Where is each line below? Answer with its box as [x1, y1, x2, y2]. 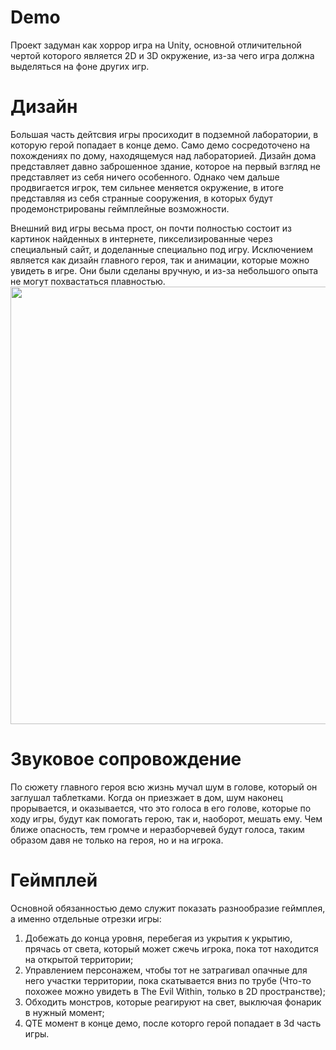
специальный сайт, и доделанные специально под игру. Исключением [10, 243, 313, 255]
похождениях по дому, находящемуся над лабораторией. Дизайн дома [10, 149, 317, 161]
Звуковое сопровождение [10, 748, 242, 771]
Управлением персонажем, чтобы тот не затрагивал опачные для [24, 964, 308, 976]
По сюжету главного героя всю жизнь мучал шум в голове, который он [10, 781, 318, 793]
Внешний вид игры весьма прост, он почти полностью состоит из [10, 222, 292, 234]
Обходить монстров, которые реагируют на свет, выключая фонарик [24, 996, 322, 1008]
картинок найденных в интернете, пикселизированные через [10, 232, 273, 245]
